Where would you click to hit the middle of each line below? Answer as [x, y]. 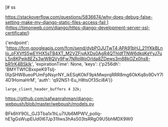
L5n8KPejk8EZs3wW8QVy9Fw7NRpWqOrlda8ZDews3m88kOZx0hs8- [78, 59]
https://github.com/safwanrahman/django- [49, 98]
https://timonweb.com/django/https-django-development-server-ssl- [78, 28]
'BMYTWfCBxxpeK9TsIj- [31, 69]
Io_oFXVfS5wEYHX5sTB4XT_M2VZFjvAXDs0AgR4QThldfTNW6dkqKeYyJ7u [84, 53]
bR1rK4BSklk [19, 64]
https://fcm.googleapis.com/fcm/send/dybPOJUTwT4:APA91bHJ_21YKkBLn [85, 48]
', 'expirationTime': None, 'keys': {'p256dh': [76, 64]
